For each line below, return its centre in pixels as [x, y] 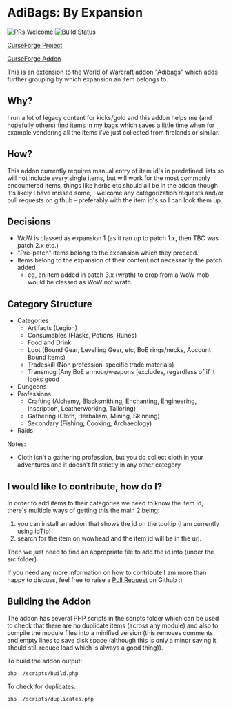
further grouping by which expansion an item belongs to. [88, 79]
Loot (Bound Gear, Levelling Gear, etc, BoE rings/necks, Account [119, 350]
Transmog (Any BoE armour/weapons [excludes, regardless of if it [121, 372]
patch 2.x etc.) [38, 246]
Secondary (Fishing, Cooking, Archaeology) [90, 423]
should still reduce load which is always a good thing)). [85, 648]
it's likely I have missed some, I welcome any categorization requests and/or [115, 193]
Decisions [29, 221]
